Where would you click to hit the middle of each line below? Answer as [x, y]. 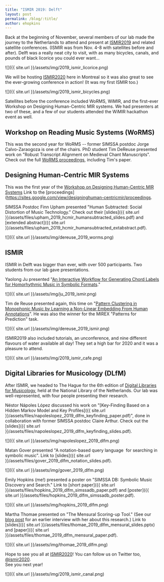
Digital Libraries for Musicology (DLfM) [66, 373]
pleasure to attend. [24, 348]
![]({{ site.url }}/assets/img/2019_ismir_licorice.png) [57, 68]
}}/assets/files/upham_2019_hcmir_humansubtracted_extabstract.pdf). [76, 228]
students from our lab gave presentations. [47, 270]
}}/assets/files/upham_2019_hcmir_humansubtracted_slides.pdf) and [74, 217]
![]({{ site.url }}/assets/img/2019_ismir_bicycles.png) [58, 92]
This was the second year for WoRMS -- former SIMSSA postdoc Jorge [77, 144]
